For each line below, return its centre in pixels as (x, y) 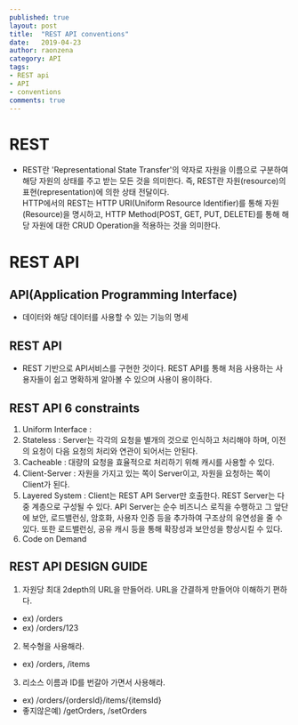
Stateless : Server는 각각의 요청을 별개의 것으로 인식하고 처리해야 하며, (145, 439)
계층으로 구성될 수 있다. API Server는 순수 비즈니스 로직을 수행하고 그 (152, 506)
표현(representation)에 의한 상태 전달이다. (96, 192)
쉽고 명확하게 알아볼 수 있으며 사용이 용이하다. (133, 380)
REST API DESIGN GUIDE (79, 567)
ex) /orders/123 (50, 627)
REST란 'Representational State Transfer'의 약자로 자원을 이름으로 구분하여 (155, 170)
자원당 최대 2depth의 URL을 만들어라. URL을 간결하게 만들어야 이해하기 (146, 589)
